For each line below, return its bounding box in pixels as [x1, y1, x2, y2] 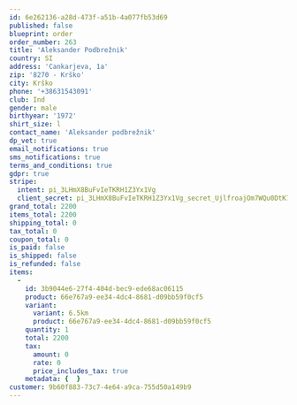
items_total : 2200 [9, 210, 77, 219]
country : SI [9, 54, 53, 63]
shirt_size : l [9, 120, 62, 129]
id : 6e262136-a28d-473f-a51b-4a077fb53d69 [9, 12, 168, 22]
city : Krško [9, 79, 53, 88]
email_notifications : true [9, 144, 109, 153]
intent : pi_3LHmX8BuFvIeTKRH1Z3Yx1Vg [17, 186, 156, 195]
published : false [9, 21, 73, 30]
